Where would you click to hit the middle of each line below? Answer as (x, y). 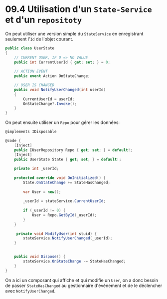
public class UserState (30, 48)
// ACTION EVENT (31, 71)
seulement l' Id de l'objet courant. (39, 39)
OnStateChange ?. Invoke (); (50, 103)
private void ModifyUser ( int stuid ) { (57, 233)
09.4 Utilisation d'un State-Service (79, 9)
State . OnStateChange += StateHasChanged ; (67, 182)
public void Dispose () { (40, 257)
